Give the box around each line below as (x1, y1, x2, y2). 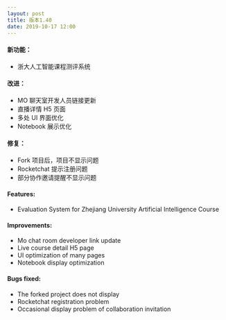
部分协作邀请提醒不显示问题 (17, 173, 97, 181)
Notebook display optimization (17, 258, 105, 267)
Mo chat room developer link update (17, 237, 121, 245)
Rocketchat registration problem (17, 297, 110, 305)
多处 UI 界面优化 (17, 113, 64, 121)
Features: (7, 190, 36, 198)
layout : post (7, 10, 45, 17)
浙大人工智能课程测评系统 (17, 62, 91, 70)
